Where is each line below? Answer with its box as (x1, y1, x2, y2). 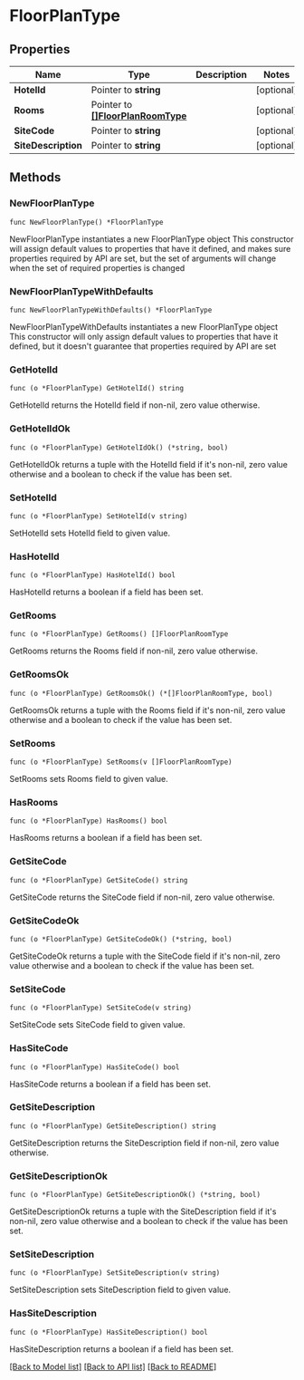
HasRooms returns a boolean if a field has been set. (9, 833, 203, 844)
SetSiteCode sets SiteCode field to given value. (9, 1019, 185, 1030)
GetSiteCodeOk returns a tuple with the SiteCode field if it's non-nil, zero (9, 951, 280, 961)
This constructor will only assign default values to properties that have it (9, 331, 279, 342)
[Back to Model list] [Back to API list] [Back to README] (9, 1361, 217, 1372)
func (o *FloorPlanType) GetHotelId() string (9, 384, 184, 393)
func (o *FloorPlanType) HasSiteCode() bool (9, 1062, 180, 1072)
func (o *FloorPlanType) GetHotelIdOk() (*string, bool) (9, 443, 229, 452)
